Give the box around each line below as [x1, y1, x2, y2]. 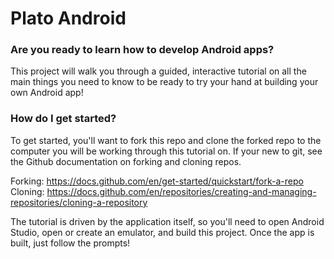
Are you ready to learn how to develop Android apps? [10, 43, 275, 57]
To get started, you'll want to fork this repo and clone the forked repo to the [10, 134, 322, 146]
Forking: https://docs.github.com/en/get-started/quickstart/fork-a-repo [10, 175, 304, 187]
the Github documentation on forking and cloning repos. [10, 155, 242, 167]
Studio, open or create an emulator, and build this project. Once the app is [10, 226, 315, 238]
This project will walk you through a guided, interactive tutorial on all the [10, 65, 307, 77]
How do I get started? [10, 112, 117, 126]
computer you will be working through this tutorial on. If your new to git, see [10, 145, 323, 157]
